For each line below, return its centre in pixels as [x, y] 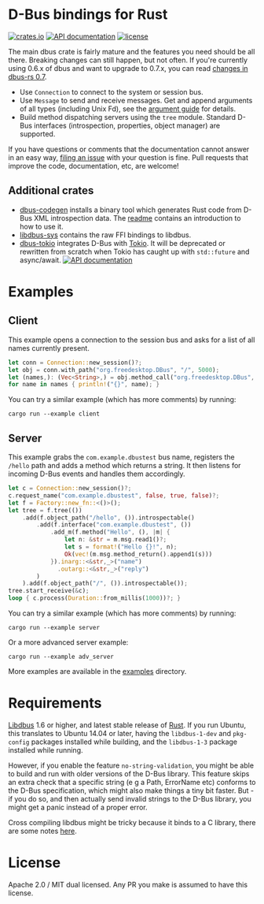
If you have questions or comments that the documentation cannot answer [129, 149]
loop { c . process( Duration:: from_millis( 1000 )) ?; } [94, 598]
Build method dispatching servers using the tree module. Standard [128, 117]
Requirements [55, 703]
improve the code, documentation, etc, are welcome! [93, 166]
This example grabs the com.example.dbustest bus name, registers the [121, 457]
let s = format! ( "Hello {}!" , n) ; [121, 547]
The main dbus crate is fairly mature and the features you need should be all [132, 51]
